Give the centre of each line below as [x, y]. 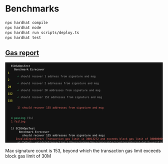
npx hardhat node [23, 27]
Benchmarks [32, 9]
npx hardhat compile [27, 22]
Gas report [22, 53]
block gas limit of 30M [28, 156]
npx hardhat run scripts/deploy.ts [42, 32]
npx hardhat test [23, 37]
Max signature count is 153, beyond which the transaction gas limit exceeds [83, 150]
